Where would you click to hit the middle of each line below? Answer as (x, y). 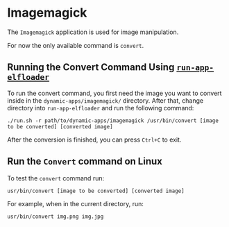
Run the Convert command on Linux (85, 161)
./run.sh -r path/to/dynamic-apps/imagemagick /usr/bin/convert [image (113, 120)
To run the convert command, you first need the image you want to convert (114, 93)
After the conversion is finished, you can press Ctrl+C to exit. (94, 140)
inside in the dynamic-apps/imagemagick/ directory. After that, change (105, 100)
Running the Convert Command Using (91, 67)
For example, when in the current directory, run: (76, 203)
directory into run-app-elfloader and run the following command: (101, 108)
